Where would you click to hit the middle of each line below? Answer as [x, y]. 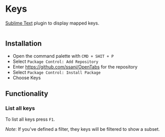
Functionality [27, 94]
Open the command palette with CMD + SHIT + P [63, 56]
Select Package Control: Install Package [57, 72]
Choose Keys [27, 78]
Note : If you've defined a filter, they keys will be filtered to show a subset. [82, 129]
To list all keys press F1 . [30, 119]
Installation [23, 44]
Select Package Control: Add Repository [55, 61]
